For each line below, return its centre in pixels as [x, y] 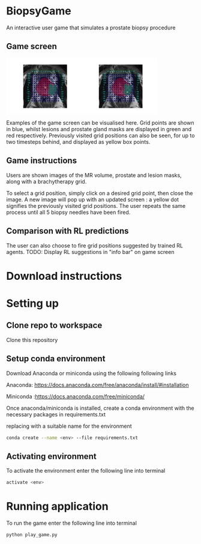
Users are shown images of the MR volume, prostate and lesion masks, [94, 175]
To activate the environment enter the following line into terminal [86, 471]
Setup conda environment [56, 359]
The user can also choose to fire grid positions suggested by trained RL [94, 245]
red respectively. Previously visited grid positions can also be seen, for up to [100, 135]
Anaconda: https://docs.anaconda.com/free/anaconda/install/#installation [97, 385]
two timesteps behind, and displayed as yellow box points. [78, 141]
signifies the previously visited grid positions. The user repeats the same [96, 205]
